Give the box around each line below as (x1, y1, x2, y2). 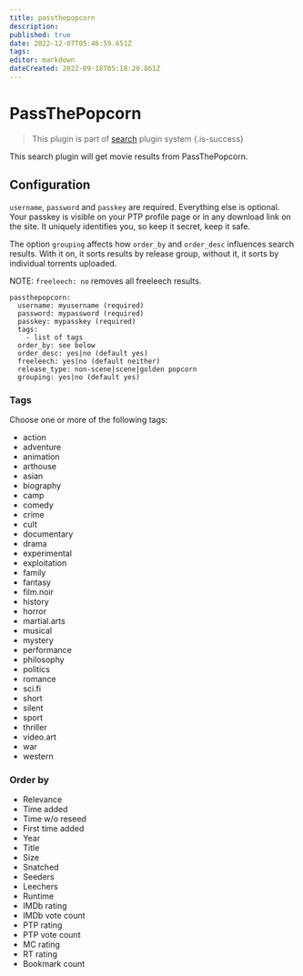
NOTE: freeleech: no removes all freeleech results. (9, 275, 202, 287)
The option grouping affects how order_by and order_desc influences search (9, 238, 294, 249)
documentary (22, 528, 74, 539)
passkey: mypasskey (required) (17, 317, 136, 326)
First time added (22, 823, 85, 834)
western (22, 750, 54, 761)
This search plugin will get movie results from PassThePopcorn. (9, 151, 248, 162)
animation (22, 451, 61, 462)
